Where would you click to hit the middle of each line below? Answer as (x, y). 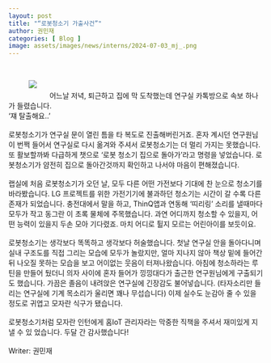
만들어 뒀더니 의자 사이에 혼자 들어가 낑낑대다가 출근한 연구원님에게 (129, 273)
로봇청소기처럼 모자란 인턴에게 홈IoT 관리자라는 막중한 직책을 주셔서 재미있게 (129, 322)
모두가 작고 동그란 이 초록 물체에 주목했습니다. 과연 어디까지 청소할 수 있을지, (129, 214)
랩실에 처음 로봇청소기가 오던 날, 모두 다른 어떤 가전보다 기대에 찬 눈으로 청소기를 (135, 184)
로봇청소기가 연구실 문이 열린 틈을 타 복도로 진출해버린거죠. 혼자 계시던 (119, 135)
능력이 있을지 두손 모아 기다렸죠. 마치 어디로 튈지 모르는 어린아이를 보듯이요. (136, 224)
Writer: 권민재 (30, 351)
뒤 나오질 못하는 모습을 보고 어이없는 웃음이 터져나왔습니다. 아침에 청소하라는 (129, 263)
